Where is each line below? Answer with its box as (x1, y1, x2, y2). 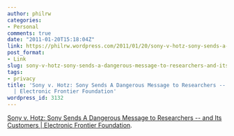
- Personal (7, 23, 39, 30)
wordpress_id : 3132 (7, 95, 64, 102)
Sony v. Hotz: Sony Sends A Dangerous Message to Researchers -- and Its (7, 114, 222, 122)
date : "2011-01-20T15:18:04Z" (7, 36, 95, 43)
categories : (7, 17, 42, 24)
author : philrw (7, 10, 52, 17)
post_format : (7, 50, 45, 56)
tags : (7, 68, 23, 75)
